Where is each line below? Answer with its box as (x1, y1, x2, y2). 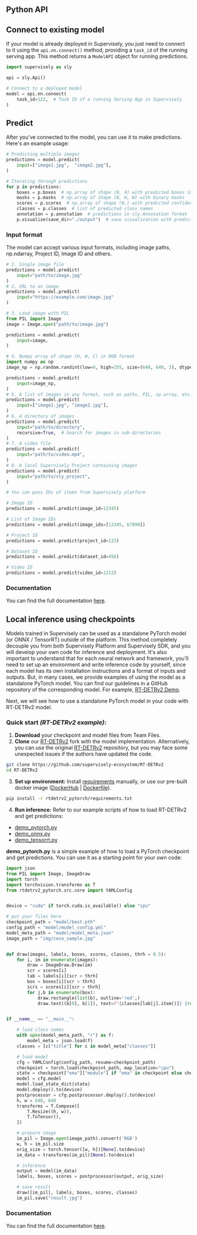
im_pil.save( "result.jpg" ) (16, 1195, 83, 1201)
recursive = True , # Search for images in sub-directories (16, 429, 161, 436)
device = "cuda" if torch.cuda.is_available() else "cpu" (6, 903, 151, 909)
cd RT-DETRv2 (6, 767, 38, 773)
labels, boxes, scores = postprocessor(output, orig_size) (16, 1173, 164, 1180)
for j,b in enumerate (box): (27, 989, 96, 996)
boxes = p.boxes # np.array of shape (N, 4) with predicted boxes (16, 189, 185, 195)
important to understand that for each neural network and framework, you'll (6, 655, 189, 662)
